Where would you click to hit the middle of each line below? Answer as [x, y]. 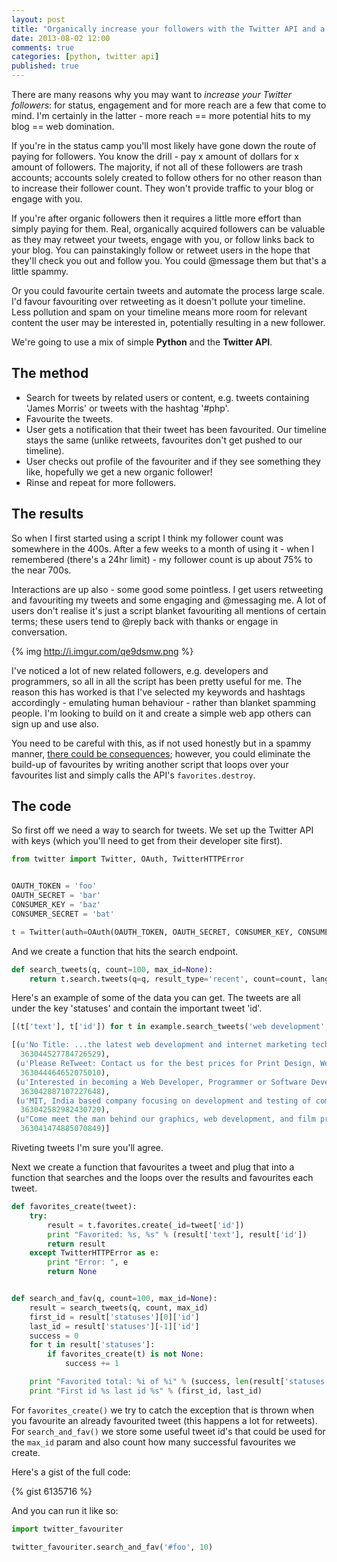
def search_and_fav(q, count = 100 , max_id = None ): [114, 1299]
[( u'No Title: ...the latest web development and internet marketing [159, 1045]
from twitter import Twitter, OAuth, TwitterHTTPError [128, 859]
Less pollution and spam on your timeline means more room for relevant [159, 312]
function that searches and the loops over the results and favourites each [162, 1178]
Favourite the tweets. [69, 418]
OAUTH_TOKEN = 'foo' [54, 886]
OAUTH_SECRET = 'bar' [56, 896]
